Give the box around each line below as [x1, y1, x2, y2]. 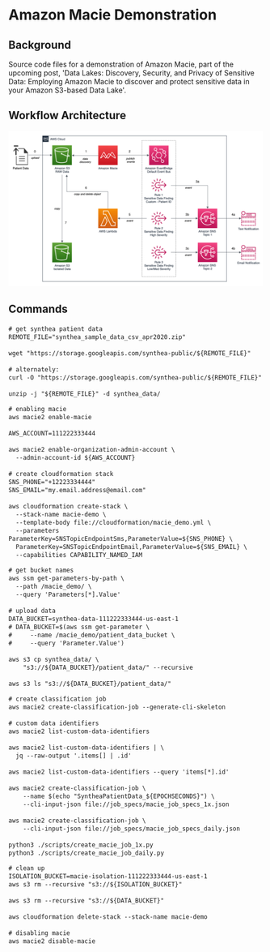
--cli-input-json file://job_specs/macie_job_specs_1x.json [23, 800, 230, 808]
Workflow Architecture [8, 109, 127, 122]
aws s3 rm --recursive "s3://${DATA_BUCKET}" [8, 896, 164, 905]
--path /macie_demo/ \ [15, 582, 92, 590]
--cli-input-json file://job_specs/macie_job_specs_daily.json [23, 825, 241, 833]
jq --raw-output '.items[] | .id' [15, 752, 132, 760]
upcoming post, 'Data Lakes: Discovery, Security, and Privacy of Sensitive [8, 68, 255, 78]
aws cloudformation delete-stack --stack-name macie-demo [8, 912, 208, 921]
